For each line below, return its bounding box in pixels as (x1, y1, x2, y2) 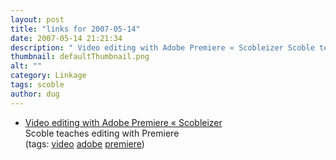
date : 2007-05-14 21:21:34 (10, 33, 123, 43)
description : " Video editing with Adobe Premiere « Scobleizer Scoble (10, 42, 315, 53)
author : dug (10, 89, 60, 99)
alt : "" (10, 61, 43, 71)
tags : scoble (10, 80, 65, 90)
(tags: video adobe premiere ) (24, 137, 145, 150)
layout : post (10, 14, 65, 25)
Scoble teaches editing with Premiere (24, 127, 180, 139)
